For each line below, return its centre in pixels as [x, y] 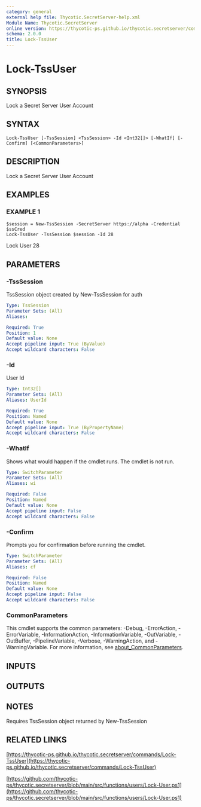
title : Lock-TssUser [32, 39]
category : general [29, 12]
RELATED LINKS [36, 740]
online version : [26, 28]
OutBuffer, [19, 641]
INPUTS [21, 666]
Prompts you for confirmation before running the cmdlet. [76, 545]
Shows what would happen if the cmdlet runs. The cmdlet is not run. [90, 461]
